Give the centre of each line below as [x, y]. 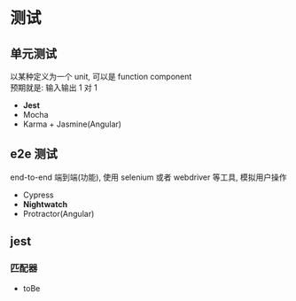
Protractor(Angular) [58, 213]
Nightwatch [45, 204]
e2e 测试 [34, 154]
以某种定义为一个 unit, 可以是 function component [101, 77]
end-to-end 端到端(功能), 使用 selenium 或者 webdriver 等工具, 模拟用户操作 [148, 177]
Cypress [38, 195]
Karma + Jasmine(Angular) [72, 124]
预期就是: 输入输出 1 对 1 [54, 88]
